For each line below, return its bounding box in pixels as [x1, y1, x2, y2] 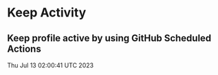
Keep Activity [7, 5, 87, 21]
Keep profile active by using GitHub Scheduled [7, 32, 212, 44]
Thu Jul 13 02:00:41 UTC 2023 [7, 61, 94, 69]
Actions [7, 43, 41, 54]
